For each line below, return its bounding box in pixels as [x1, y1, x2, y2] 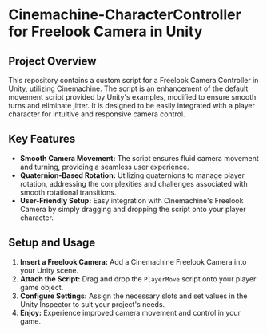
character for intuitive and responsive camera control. [8, 109, 185, 119]
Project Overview [8, 54, 97, 68]
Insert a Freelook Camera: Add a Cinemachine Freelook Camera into [19, 257, 247, 266]
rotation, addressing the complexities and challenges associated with [19, 179, 248, 188]
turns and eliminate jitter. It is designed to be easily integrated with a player [8, 101, 256, 110]
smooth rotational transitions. [19, 187, 117, 197]
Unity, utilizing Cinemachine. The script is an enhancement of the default [8, 84, 249, 93]
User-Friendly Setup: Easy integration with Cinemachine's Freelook [19, 195, 244, 205]
